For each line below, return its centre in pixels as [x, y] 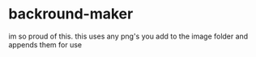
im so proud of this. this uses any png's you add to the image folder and [128, 36]
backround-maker [71, 14]
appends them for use [45, 44]
